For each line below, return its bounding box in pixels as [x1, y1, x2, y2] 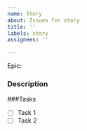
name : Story [7, 10, 42, 18]
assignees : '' [7, 36, 49, 43]
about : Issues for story [7, 17, 80, 24]
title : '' [7, 23, 36, 30]
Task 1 [17, 109, 36, 117]
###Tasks [7, 95, 36, 104]
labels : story [7, 29, 49, 37]
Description [7, 79, 48, 89]
